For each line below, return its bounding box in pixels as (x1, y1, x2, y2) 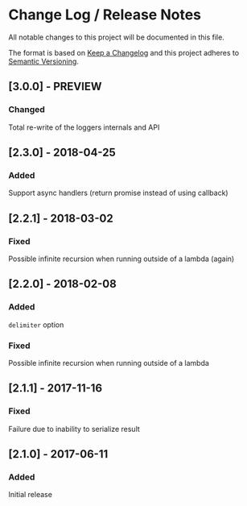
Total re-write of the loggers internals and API (8, 122, 160, 132)
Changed (8, 104, 46, 115)
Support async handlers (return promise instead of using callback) (8, 188, 228, 198)
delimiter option (8, 320, 64, 330)
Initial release (8, 490, 52, 500)
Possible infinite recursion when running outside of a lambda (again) (8, 254, 235, 263)
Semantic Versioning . (8, 56, 79, 66)
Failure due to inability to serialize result (8, 424, 141, 433)
